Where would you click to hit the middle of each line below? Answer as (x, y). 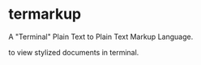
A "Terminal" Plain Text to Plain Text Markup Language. (101, 37)
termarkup (45, 14)
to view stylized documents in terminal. (74, 52)
